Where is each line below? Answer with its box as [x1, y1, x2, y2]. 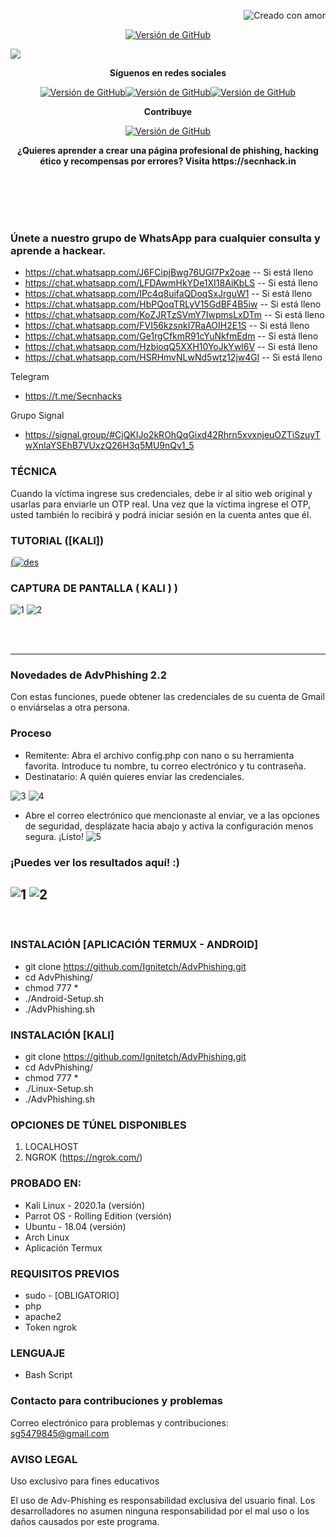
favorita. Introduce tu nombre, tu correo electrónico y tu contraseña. [24, 760, 307, 772]
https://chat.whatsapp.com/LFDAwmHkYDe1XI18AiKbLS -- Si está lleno [24, 277, 318, 289]
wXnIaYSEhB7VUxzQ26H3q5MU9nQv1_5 [24, 440, 195, 452]
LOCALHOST [24, 1141, 79, 1153]
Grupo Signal [10, 410, 65, 422]
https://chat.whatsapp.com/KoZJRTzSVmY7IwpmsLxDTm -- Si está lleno [24, 309, 325, 321]
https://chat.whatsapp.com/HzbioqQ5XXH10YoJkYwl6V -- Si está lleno [24, 341, 318, 353]
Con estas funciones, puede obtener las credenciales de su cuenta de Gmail [10, 691, 325, 703]
